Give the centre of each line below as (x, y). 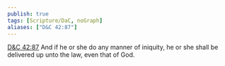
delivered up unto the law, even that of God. (71, 55)
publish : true (28, 14)
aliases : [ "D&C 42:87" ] (42, 27)
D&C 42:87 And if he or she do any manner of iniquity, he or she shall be (113, 48)
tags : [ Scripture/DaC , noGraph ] (55, 21)
